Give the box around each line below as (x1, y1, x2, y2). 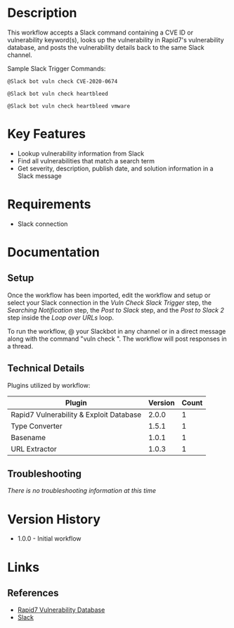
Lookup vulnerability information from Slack (17, 149, 145, 158)
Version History (7, 511, 100, 527)
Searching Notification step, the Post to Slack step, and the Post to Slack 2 (7, 306, 225, 314)
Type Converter (11, 421, 63, 431)
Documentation (7, 244, 100, 260)
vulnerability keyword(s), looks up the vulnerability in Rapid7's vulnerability (7, 35, 224, 44)
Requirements (7, 196, 91, 213)
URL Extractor (11, 444, 58, 453)
